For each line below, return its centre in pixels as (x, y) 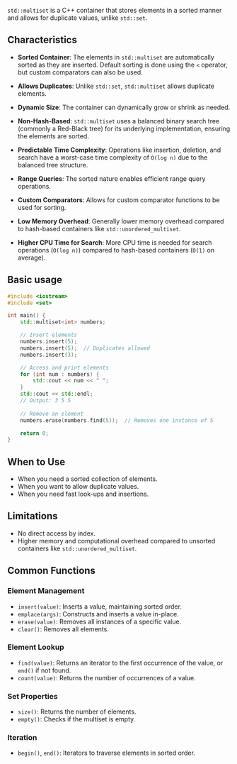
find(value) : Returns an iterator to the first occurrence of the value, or (120, 663)
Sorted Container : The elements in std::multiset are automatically (116, 57)
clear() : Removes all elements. (63, 629)
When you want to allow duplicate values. (78, 487)
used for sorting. (42, 207)
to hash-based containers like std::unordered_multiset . (99, 228)
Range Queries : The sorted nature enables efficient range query (111, 178)
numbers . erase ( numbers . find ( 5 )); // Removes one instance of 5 (117, 420)
